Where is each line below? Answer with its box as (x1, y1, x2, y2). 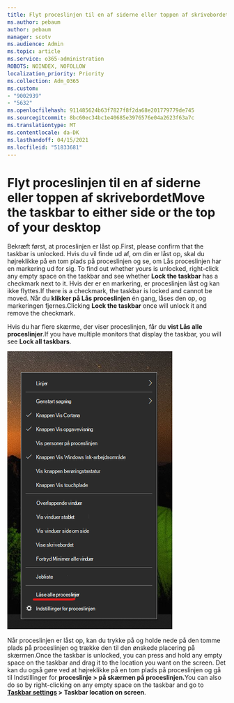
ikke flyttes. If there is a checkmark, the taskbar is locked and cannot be (7, 287, 212, 295)
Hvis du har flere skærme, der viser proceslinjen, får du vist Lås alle (7, 323, 203, 331)
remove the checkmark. (7, 309, 75, 318)
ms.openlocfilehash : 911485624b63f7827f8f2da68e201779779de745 (7, 107, 195, 114)
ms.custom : (7, 84, 39, 92)
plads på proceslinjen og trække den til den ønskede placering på (7, 644, 195, 652)
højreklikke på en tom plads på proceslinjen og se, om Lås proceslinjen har (7, 257, 221, 265)
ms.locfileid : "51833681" (7, 144, 82, 151)
